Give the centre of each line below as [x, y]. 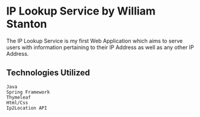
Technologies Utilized [48, 73]
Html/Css [17, 102]
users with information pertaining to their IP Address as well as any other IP [100, 47]
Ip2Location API [27, 108]
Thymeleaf [19, 97]
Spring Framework [28, 92]
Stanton [27, 24]
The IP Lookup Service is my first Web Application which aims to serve [95, 41]
